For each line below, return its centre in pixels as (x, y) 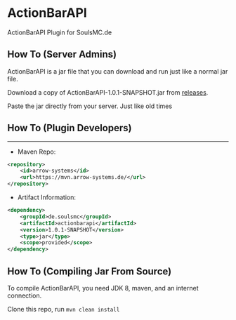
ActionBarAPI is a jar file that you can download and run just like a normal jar (118, 71)
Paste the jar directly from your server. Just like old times (90, 106)
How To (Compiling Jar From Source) (90, 271)
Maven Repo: (37, 152)
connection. (25, 295)
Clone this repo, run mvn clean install (64, 309)
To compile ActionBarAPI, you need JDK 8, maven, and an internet (103, 288)
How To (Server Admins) (62, 54)
